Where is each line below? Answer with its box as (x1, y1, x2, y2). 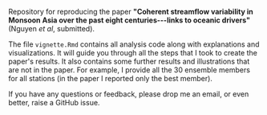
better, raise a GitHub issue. (8, 98, 100, 107)
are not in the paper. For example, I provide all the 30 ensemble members (8, 65, 251, 75)
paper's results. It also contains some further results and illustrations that (8, 56, 250, 66)
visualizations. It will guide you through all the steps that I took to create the (8, 48, 258, 57)
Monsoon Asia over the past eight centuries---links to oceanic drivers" (8, 15, 251, 25)
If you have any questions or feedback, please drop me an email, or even (8, 89, 249, 99)
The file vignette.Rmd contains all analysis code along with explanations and (8, 39, 260, 49)
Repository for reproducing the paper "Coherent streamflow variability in (8, 7, 254, 16)
